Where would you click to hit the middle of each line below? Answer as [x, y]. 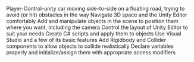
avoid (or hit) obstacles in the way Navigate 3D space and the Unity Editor [97, 15]
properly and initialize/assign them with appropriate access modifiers [91, 52]
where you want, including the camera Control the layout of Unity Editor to [97, 27]
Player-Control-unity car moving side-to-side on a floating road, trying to [96, 9]
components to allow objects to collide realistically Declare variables [90, 46]
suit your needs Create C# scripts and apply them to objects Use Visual [94, 34]
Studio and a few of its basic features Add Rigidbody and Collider [86, 40]
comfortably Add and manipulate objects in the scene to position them [92, 21]
